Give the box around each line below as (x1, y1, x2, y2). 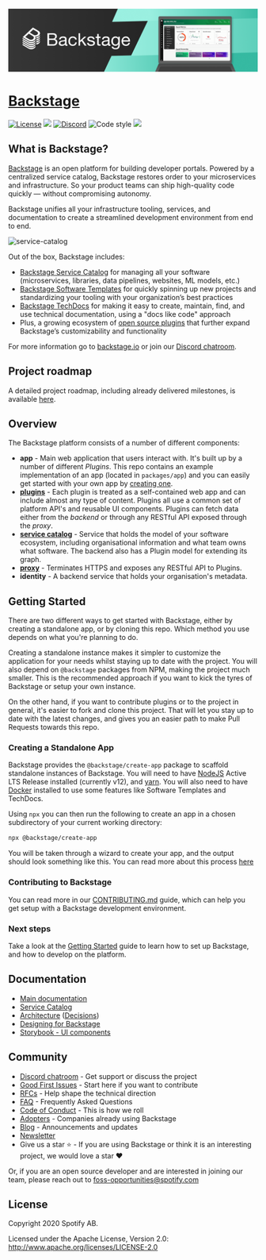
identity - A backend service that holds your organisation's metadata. (19, 572, 248, 581)
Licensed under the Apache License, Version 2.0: (8, 1234, 169, 1243)
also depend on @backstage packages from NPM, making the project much (8, 665, 251, 675)
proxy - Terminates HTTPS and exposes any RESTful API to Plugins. (19, 563, 243, 572)
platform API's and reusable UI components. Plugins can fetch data (19, 504, 239, 514)
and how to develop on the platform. (8, 950, 127, 959)
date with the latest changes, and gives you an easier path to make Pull (8, 714, 240, 723)
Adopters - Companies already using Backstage (19, 1113, 177, 1123)
